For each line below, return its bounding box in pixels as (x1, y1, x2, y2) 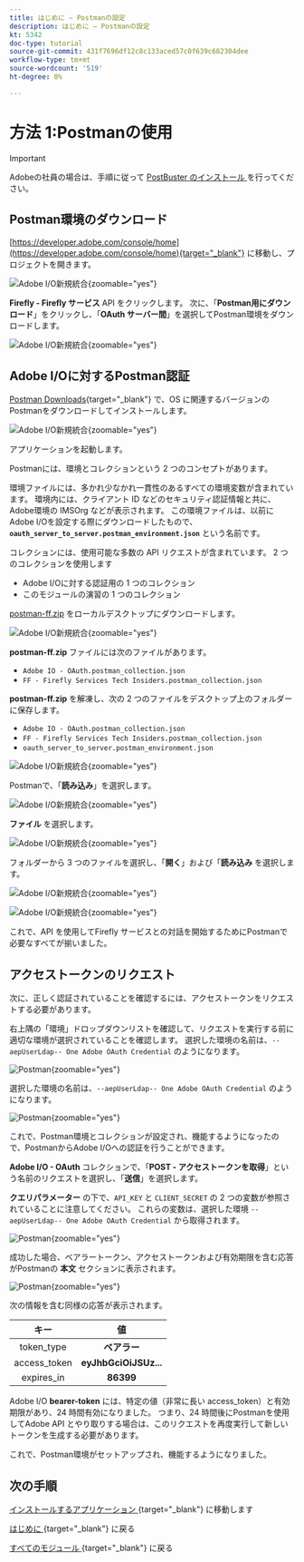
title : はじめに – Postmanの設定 (9, 13, 126, 23)
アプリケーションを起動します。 (9, 444, 128, 454)
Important (9, 152, 46, 163)
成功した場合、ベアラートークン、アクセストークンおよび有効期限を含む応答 (9, 1252, 294, 1263)
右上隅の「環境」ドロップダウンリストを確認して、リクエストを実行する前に (9, 1023, 294, 1034)
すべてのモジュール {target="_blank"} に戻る (9, 1542, 174, 1553)
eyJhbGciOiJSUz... (81, 1357, 163, 1370)
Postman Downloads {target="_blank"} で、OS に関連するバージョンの (9, 394, 270, 405)
